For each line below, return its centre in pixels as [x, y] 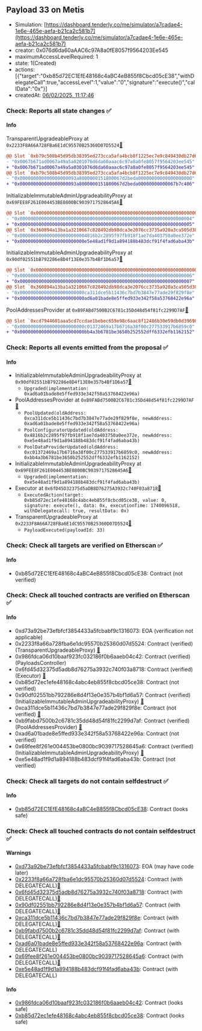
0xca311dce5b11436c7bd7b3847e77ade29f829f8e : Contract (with [97, 917]
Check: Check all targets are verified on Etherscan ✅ [85, 545]
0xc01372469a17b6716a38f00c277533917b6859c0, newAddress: [98, 452]
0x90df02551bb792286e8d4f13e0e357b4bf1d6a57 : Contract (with [98, 905]
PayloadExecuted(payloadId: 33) [64, 530]
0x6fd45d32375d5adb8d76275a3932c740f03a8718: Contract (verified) [104, 669]
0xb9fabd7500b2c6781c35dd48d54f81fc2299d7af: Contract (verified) [102, 721]
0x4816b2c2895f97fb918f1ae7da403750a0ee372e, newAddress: [98, 435]
